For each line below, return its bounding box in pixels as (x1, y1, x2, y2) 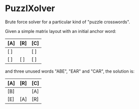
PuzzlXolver (5, 3, 55, 14)
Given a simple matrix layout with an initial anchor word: (5, 28, 116, 34)
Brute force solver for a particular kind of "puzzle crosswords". (5, 19, 130, 25)
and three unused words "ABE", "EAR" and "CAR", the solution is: (5, 68, 135, 74)
